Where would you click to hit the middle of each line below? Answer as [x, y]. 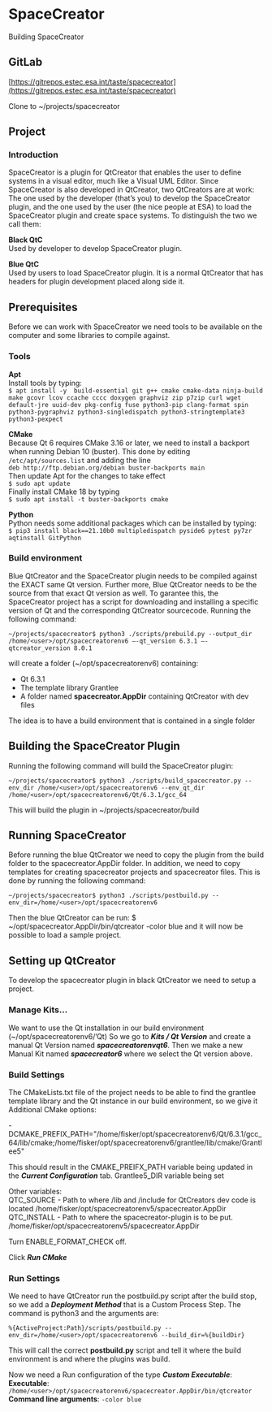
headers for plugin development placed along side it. [97, 282]
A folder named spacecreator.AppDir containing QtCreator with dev [134, 696]
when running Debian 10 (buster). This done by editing [99, 451]
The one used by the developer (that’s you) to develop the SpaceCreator [130, 198]
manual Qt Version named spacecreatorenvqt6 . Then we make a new [126, 1045]
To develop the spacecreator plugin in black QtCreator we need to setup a [132, 981]
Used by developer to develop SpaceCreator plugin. [95, 249]
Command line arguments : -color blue [75, 1399]
